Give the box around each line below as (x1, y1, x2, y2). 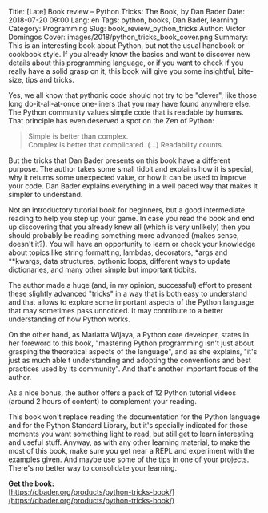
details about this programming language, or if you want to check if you (8, 58, 244, 67)
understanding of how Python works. (8, 314, 130, 324)
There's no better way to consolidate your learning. (8, 463, 178, 472)
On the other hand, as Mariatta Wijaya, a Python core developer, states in (8, 330, 250, 339)
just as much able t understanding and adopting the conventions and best (8, 356, 252, 365)
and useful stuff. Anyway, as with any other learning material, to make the (8, 438, 250, 447)
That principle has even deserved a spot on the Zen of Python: (8, 116, 214, 125)
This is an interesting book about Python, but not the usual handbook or (8, 41, 245, 50)
